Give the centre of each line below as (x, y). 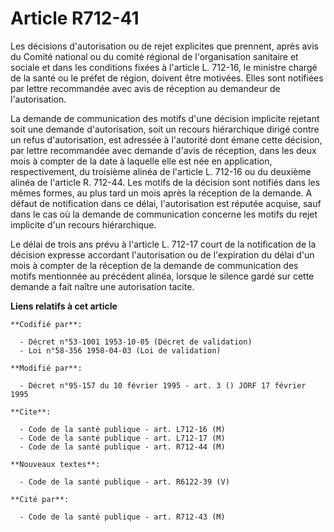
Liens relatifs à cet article (64, 306)
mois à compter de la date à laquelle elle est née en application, (141, 161)
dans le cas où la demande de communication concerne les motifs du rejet (164, 214)
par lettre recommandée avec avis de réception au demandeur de (145, 88)
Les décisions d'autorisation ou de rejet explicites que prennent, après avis (164, 46)
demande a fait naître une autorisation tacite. (102, 286)
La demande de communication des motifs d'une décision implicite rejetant (165, 118)
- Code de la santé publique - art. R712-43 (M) (122, 517)
